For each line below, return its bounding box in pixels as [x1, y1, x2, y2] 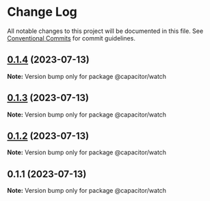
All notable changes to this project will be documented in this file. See [7, 27, 204, 35]
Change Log [7, 4, 77, 20]
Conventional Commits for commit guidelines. [7, 34, 135, 42]
